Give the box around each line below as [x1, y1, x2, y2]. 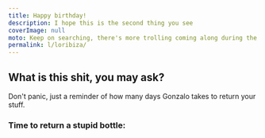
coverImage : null [8, 26, 66, 34]
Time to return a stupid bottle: [8, 120, 126, 131]
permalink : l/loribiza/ [8, 41, 87, 49]
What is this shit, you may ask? [8, 71, 165, 84]
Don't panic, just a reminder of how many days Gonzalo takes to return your [8, 91, 256, 101]
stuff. [8, 100, 25, 109]
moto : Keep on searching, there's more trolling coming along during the [8, 33, 258, 42]
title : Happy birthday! [8, 11, 87, 20]
